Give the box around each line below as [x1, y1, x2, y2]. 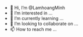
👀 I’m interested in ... [10, 10, 53, 16]
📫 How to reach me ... [10, 26, 57, 32]
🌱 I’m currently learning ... [10, 15, 64, 21]
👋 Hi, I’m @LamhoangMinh [10, 5, 65, 10]
